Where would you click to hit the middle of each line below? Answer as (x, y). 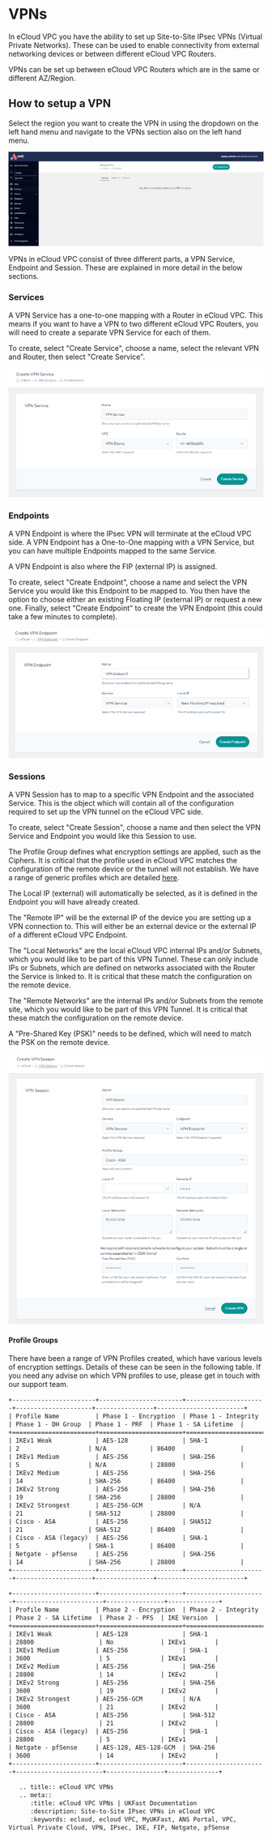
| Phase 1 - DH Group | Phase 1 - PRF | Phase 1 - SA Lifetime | (126, 1424)
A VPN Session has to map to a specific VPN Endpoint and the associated (131, 794)
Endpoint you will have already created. (74, 901)
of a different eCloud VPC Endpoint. (68, 935)
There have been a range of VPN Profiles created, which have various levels (136, 1358)
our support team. (38, 1384)
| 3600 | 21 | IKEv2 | (114, 1707)
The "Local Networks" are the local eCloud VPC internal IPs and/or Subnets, (136, 950)
